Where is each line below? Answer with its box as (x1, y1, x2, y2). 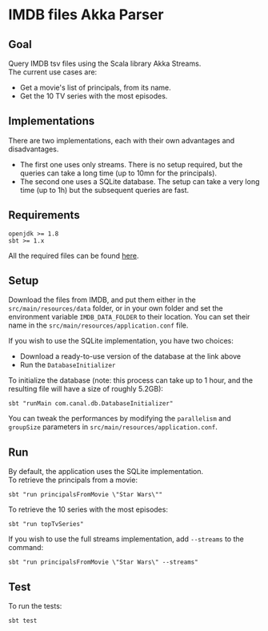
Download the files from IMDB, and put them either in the (8, 295, 196, 305)
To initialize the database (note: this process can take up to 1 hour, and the (8, 376, 254, 385)
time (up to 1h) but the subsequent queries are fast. (19, 185, 190, 195)
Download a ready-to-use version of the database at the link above (19, 352, 242, 361)
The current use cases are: (8, 67, 98, 77)
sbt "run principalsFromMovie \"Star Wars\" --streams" (8, 558, 198, 566)
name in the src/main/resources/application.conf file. (8, 320, 189, 330)
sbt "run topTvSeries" (8, 520, 84, 529)
